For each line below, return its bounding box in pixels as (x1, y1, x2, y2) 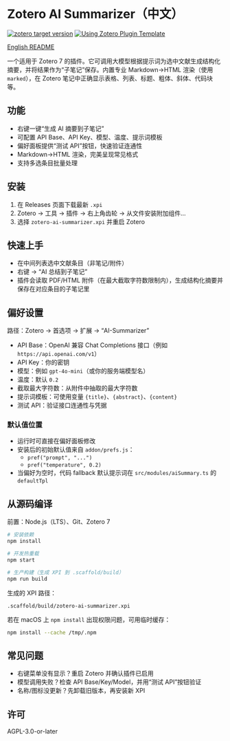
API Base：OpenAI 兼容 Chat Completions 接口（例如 (16, 341, 168, 349)
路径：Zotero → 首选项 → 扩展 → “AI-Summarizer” (7, 327, 150, 335)
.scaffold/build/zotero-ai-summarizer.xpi (7, 602, 130, 609)
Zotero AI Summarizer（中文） (7, 6, 184, 22)
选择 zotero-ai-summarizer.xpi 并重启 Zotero (16, 217, 146, 225)
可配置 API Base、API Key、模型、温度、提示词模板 (16, 133, 163, 141)
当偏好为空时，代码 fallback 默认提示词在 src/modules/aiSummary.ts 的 (16, 469, 217, 477)
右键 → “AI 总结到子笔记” (16, 267, 88, 276)
